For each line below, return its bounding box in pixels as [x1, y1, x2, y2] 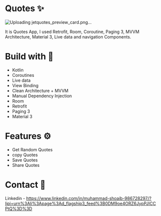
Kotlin [12, 67, 24, 73]
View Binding [12, 82, 39, 88]
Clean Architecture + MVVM [12, 88, 69, 93]
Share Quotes [12, 162, 40, 168]
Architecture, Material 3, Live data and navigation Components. [5, 34, 131, 39]
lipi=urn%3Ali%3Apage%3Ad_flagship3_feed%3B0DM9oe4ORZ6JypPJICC [5, 200, 156, 206]
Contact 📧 [5, 180, 46, 190]
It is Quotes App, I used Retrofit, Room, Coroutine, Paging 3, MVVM [5, 29, 140, 35]
